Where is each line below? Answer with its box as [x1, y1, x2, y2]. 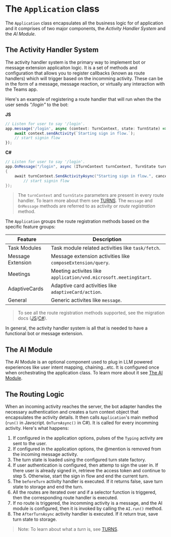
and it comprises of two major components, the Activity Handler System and [5, 25, 166, 31]
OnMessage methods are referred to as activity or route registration [17, 203, 155, 209]
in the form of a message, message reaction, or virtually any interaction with [5, 81, 165, 87]
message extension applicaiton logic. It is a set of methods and [5, 64, 137, 70]
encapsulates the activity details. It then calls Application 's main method [5, 414, 159, 420]
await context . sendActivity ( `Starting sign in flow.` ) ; [14, 131, 136, 136]
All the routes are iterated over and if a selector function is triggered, [12, 489, 157, 495]
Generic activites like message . [50, 297, 122, 304]
